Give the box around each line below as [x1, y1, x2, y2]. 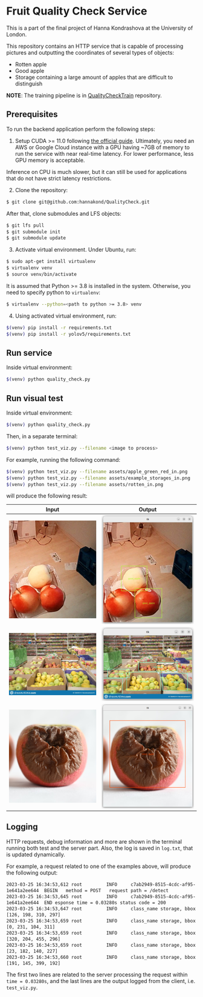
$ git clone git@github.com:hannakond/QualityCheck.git [6, 199, 150, 205]
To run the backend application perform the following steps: [6, 125, 155, 133]
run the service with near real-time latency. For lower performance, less [14, 150, 194, 157]
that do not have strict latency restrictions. [6, 175, 112, 182]
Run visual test [6, 393, 63, 404]
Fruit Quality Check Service [6, 4, 147, 18]
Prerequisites [6, 109, 58, 119]
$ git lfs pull [6, 222, 45, 228]
